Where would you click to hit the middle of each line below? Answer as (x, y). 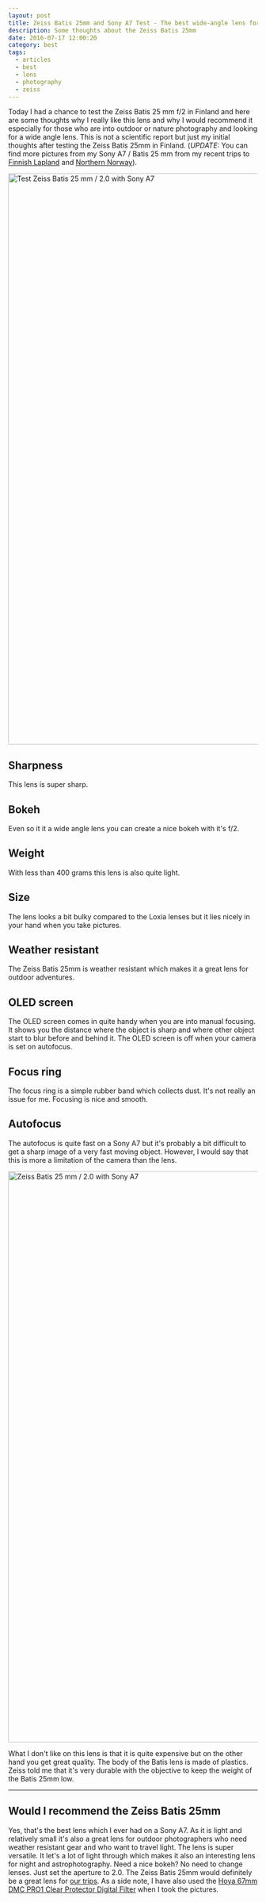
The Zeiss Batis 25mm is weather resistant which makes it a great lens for (129, 969)
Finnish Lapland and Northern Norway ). (72, 163)
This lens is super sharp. (48, 784)
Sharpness (36, 765)
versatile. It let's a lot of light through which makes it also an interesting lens (132, 1855)
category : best (33, 45)
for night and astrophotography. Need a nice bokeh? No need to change (125, 1864)
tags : (17, 52)
